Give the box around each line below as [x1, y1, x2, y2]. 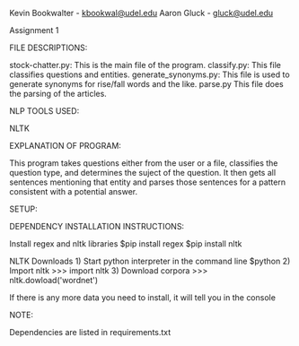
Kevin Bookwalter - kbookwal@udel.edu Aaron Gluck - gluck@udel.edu [9, 8, 274, 18]
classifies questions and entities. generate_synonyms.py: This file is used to [9, 69, 290, 80]
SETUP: [9, 203, 38, 214]
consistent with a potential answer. [9, 186, 137, 196]
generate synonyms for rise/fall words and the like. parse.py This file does [9, 79, 285, 89]
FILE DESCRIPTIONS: [9, 42, 88, 53]
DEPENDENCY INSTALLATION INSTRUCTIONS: [9, 221, 185, 231]
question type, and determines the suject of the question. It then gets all [9, 168, 277, 177]
